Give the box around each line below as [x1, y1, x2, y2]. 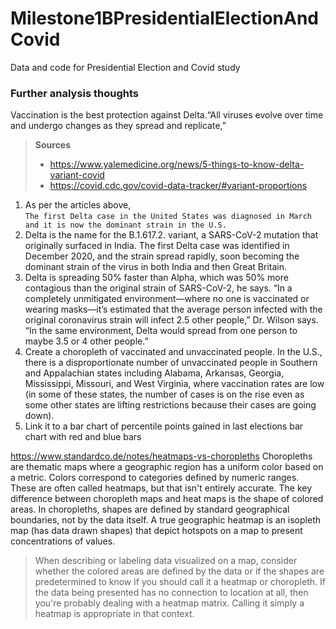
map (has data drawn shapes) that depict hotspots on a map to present [10, 525, 303, 537]
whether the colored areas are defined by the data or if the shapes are [34, 565, 325, 577]
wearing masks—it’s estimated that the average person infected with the [24, 303, 323, 316]
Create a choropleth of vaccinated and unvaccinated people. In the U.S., [24, 346, 323, 358]
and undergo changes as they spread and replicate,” [10, 120, 227, 132]
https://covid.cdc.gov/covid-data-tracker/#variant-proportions [49, 180, 308, 192]
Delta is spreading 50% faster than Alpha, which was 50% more [24, 272, 289, 284]
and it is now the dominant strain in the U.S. [24, 220, 227, 231]
